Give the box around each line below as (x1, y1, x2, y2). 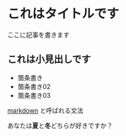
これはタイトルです (7, 6, 120, 22)
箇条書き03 (17, 91, 51, 99)
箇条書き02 (17, 82, 51, 91)
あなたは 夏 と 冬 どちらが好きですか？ (7, 121, 113, 130)
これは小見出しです (7, 53, 91, 65)
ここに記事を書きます (7, 30, 69, 39)
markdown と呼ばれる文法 (7, 106, 84, 115)
